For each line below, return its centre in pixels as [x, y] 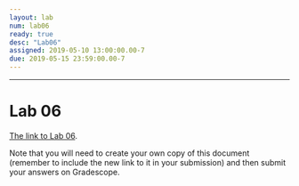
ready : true [31, 34]
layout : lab [31, 17]
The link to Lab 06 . [44, 135]
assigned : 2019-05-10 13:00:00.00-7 [77, 51]
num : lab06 [29, 26]
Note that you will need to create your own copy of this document [129, 153]
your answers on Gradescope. [65, 172]
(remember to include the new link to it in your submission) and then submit [148, 162]
